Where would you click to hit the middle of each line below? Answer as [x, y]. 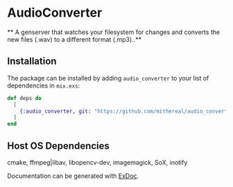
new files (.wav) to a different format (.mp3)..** [75, 39]
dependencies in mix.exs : [44, 86]
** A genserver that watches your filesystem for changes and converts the [114, 32]
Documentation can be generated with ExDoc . [73, 176]
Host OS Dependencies [58, 146]
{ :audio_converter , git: [55, 111]
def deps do [24, 98]
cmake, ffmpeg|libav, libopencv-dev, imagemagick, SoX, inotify [97, 162]
